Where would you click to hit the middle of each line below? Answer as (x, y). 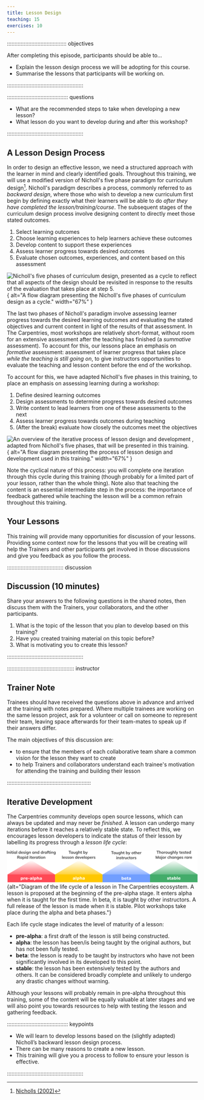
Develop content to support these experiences (74, 244)
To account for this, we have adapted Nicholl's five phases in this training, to (102, 377)
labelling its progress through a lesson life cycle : (67, 842)
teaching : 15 (23, 19)
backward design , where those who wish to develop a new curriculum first (100, 194)
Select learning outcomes (48, 231)
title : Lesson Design (34, 13)
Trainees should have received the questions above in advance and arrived (100, 702)
